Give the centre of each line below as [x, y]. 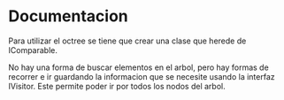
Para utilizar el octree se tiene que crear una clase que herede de [127, 41]
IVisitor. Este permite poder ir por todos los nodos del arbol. [117, 86]
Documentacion [69, 16]
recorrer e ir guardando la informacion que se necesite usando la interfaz [142, 76]
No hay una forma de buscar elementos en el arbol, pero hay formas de [138, 67]
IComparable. [33, 50]
